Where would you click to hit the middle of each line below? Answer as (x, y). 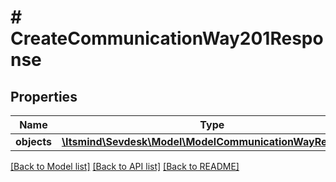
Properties (44, 96)
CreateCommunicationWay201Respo (167, 38)
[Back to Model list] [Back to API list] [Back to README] (125, 166)
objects (33, 141)
